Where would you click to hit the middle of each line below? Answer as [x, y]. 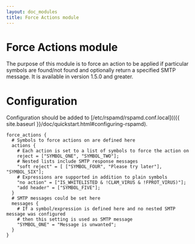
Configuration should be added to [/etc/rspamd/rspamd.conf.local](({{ [93, 117]
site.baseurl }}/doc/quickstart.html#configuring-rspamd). [77, 124]
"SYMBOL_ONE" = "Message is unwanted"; [67, 225]
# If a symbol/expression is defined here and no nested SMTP [96, 209]
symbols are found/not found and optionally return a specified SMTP [91, 70]
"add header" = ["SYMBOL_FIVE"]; [59, 188]
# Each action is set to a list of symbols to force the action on [103, 151]
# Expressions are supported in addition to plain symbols [92, 177]
